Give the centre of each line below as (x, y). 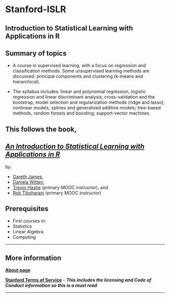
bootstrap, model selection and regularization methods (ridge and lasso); (89, 102)
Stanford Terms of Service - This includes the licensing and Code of (78, 280)
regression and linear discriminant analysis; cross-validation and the (84, 97)
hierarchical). (26, 82)
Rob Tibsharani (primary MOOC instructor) (57, 193)
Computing (24, 237)
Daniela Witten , (28, 182)
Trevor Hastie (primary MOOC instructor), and (60, 187)
